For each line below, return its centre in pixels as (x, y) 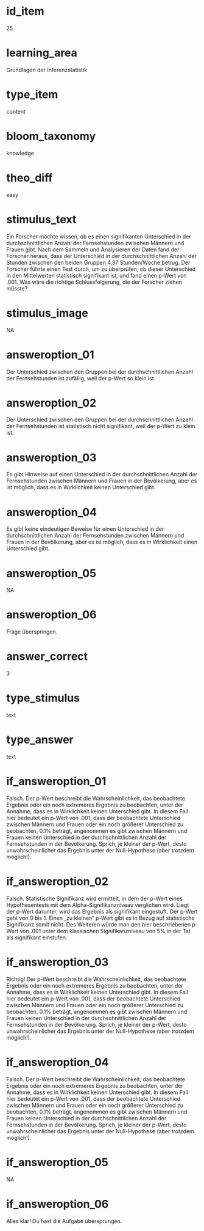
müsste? (17, 288)
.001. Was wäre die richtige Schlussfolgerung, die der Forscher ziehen (94, 282)
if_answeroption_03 (58, 962)
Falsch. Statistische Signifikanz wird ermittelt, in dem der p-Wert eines (94, 898)
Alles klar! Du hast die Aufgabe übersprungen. (64, 1221)
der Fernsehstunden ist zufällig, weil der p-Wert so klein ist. (81, 378)
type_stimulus (43, 698)
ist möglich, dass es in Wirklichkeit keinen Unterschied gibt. (81, 487)
